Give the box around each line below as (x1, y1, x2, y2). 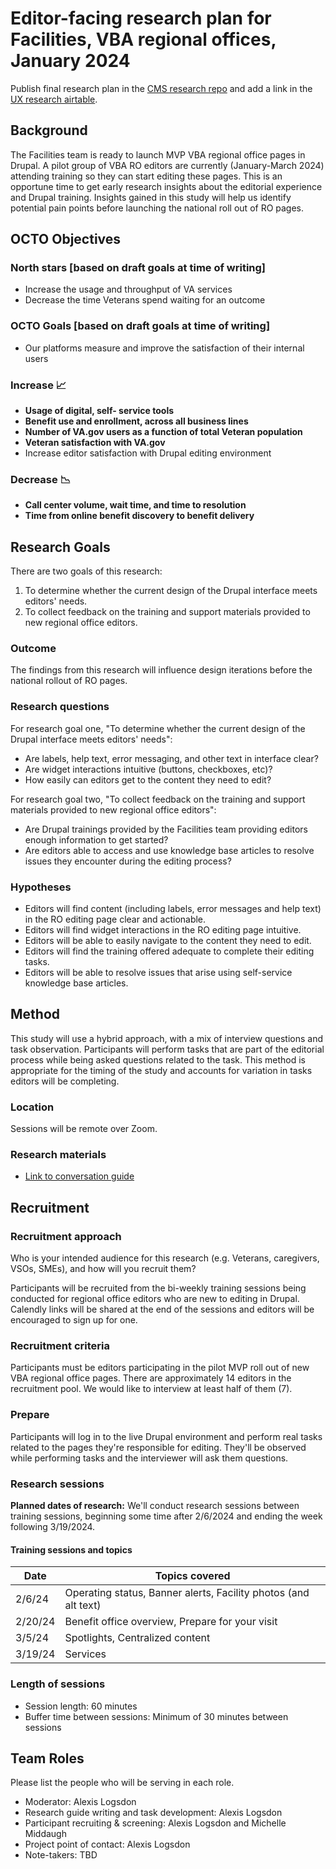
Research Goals (10, 538, 111, 556)
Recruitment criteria (10, 1339, 110, 1353)
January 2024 (10, 50, 131, 72)
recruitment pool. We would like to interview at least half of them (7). (10, 1383, 293, 1395)
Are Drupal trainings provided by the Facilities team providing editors (24, 823, 308, 835)
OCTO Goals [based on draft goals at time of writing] (10, 319, 271, 333)
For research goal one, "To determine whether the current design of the (10, 722, 306, 734)
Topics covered (154, 1569, 231, 1583)
